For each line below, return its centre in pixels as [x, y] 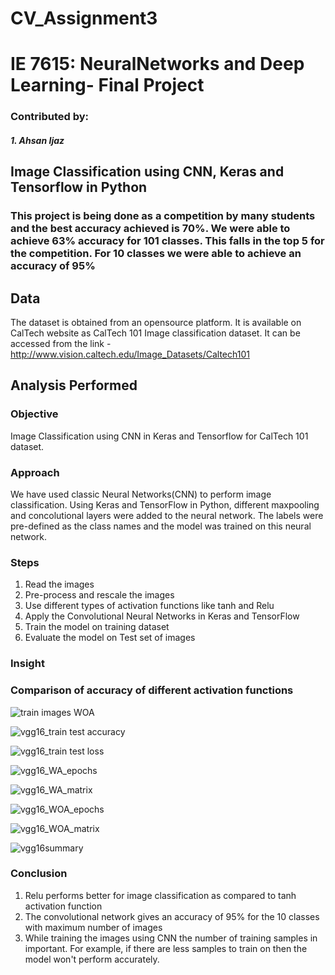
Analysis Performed [74, 385]
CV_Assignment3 [84, 18]
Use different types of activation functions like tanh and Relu [149, 606]
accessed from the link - [61, 344]
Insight [27, 664]
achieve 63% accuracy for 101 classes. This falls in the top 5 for [167, 241]
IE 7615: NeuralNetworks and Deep [157, 64]
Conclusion [39, 874]
